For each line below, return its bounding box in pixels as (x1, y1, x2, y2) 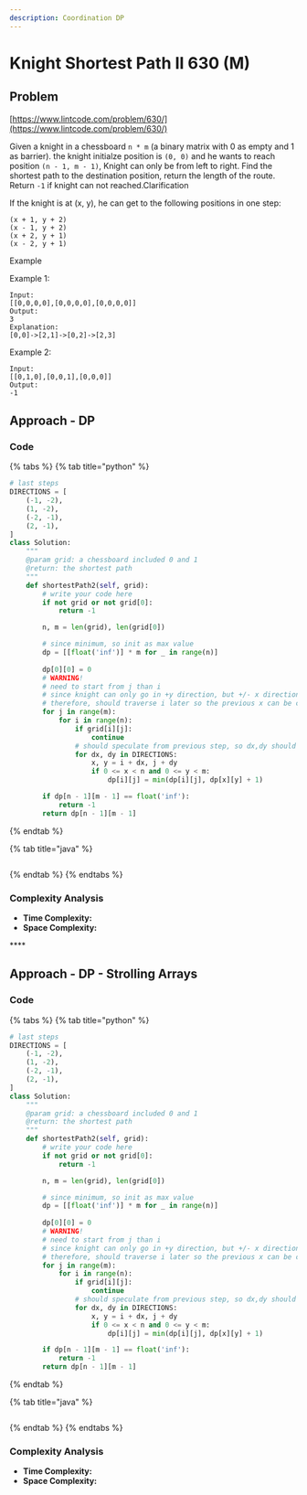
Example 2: (9, 347, 52, 358)
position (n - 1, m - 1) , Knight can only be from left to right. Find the (9, 160, 272, 171)
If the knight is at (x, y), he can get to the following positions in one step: (9, 198, 281, 208)
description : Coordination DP (9, 13, 125, 23)
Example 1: (9, 272, 50, 283)
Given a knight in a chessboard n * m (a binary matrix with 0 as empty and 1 (9, 141, 295, 152)
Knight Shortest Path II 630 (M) (9, 52, 251, 73)
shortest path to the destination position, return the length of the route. (9, 170, 276, 181)
